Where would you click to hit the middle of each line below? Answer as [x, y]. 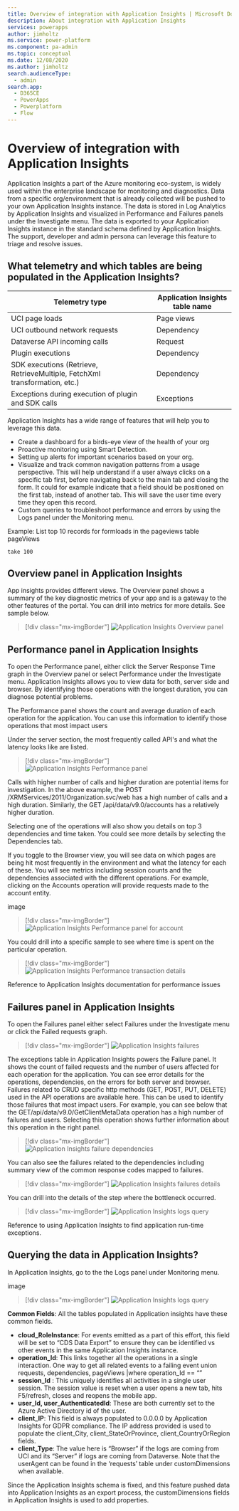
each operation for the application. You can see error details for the [106, 1074]
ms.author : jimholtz [38, 67]
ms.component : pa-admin [43, 47]
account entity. [29, 893]
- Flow [23, 113]
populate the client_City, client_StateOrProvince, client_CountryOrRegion [124, 1433]
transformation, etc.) [45, 382]
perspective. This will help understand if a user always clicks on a [114, 472]
